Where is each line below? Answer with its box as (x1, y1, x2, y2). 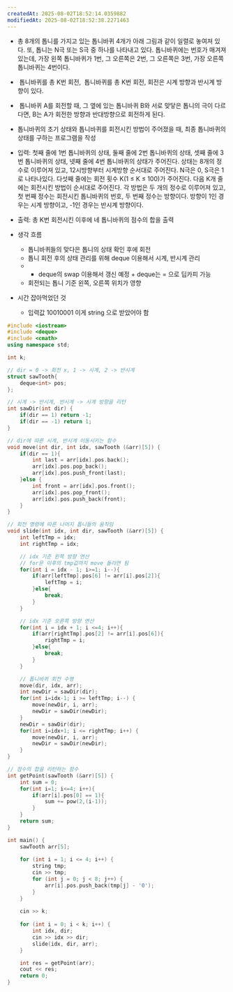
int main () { (7, 837, 45, 844)
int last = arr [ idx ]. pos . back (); (32, 457, 130, 464)
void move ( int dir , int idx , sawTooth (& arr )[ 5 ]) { (7, 443, 160, 450)
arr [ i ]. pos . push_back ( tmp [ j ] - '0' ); (44, 882, 155, 889)
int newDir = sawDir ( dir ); (20, 688, 98, 696)
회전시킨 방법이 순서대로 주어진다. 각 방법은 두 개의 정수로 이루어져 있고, (30, 183, 226, 192)
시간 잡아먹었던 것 (17, 293, 66, 302)
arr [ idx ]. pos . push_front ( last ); (32, 470, 127, 477)
